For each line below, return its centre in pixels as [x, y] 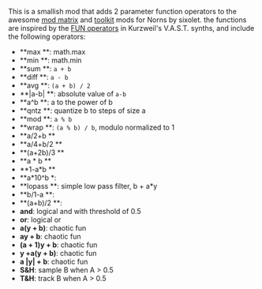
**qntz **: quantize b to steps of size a [82, 111]
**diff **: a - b [44, 77]
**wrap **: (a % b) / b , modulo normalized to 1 [97, 127]
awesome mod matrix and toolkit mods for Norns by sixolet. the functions [127, 20]
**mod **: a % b [46, 119]
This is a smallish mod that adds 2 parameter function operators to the [122, 11]
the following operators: [47, 36]
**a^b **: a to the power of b [66, 102]
